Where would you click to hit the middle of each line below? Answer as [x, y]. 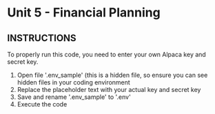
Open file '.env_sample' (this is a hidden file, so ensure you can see [112, 75]
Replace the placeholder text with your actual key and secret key [109, 90]
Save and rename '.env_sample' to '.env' [74, 97]
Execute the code [42, 104]
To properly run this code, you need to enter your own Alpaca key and [107, 54]
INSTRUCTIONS [42, 38]
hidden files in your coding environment [74, 82]
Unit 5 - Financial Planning [84, 13]
